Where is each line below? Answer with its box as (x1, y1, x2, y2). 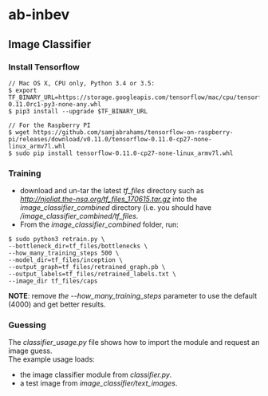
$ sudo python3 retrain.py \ (8, 236, 105, 244)
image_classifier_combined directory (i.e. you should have (19, 203, 212, 212)
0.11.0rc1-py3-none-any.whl (8, 100, 102, 109)
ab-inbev (8, 6, 70, 24)
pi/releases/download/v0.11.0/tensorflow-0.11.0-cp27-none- (8, 135, 213, 143)
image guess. (8, 346, 53, 356)
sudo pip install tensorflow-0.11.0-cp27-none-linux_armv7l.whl (15, 149, 234, 157)
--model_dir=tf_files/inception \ (8, 256, 124, 264)
